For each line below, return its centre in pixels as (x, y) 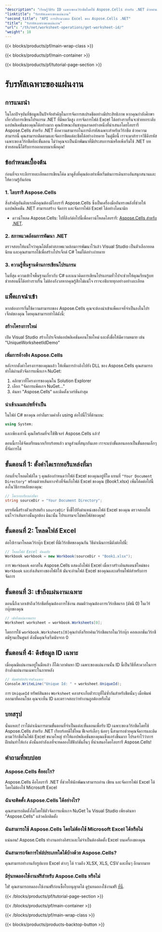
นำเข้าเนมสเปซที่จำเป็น (26, 404)
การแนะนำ (17, 102)
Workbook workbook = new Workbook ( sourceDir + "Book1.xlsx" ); (69, 556)
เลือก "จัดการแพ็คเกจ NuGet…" (38, 386)
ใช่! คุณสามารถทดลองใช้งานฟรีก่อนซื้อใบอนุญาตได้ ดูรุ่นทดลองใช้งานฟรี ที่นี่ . (65, 887)
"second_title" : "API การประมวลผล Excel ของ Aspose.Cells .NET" (68, 18)
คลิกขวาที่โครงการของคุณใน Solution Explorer (52, 381)
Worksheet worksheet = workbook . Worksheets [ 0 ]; (54, 623)
